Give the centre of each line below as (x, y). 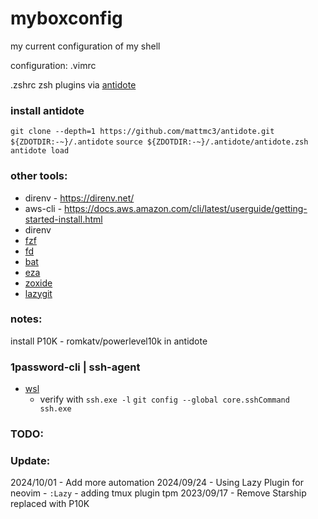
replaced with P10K (50, 504)
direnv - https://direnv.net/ (79, 198)
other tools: (39, 176)
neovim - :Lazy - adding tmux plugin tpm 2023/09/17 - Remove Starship (158, 493)
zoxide (38, 283)
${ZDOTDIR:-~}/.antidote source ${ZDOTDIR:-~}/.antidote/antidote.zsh (159, 142)
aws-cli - (43, 208)
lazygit (38, 293)
